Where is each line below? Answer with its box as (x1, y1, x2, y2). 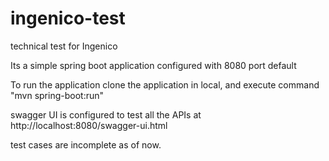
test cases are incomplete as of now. (10, 138, 162, 151)
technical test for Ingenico (10, 40, 118, 52)
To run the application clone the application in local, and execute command (10, 78, 320, 91)
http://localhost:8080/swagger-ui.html (10, 119, 168, 131)
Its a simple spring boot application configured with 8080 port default (10, 59, 297, 71)
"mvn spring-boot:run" (10, 89, 105, 101)
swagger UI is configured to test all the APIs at (10, 108, 202, 121)
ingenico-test (10, 7, 126, 30)
